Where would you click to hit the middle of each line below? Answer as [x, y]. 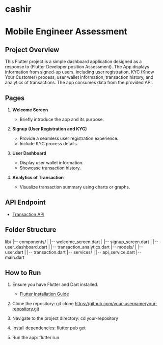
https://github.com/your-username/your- [116, 304]
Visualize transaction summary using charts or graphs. [75, 187]
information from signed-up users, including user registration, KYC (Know [80, 72]
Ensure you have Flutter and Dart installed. [55, 284]
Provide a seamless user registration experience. [69, 138]
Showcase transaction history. [50, 168]
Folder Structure [31, 230]
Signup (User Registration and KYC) [50, 129]
